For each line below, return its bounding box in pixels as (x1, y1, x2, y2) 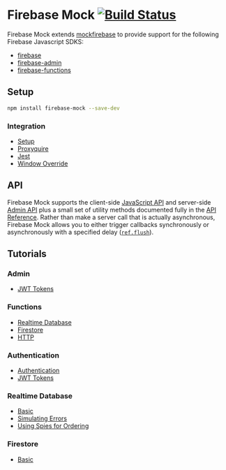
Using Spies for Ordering (17, 422, 89, 430)
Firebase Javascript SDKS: (7, 37, 84, 45)
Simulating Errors (17, 414, 68, 423)
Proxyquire (17, 144, 49, 153)
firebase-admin (17, 58, 62, 66)
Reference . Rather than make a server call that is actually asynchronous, (7, 213, 216, 221)
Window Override (17, 159, 68, 168)
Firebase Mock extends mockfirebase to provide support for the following (7, 30, 220, 38)
